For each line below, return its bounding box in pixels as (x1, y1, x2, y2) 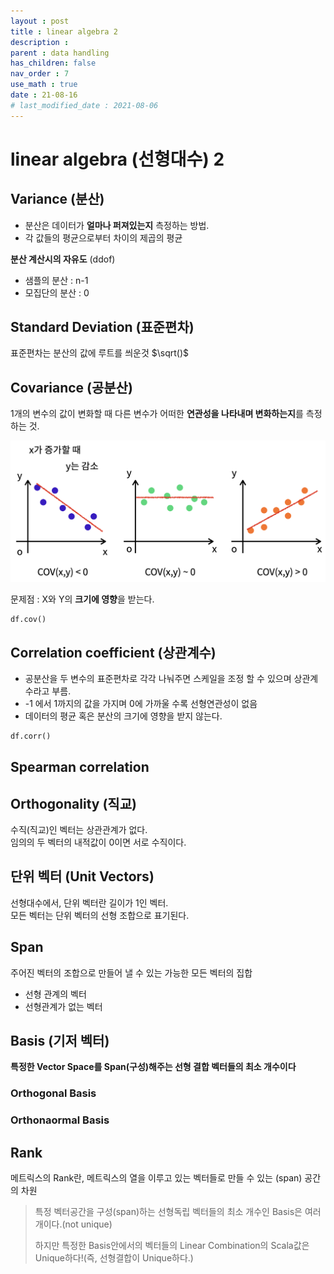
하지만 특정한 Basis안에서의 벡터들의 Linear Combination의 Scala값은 (34, 1240, 310, 1252)
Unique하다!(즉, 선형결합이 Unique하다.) (34, 1252, 194, 1264)
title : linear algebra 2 (10, 26, 118, 37)
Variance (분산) (10, 191, 105, 208)
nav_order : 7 (10, 69, 70, 79)
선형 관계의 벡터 (24, 988, 87, 1000)
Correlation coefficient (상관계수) (10, 644, 217, 661)
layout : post (10, 16, 70, 26)
